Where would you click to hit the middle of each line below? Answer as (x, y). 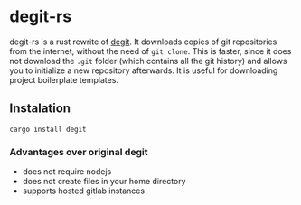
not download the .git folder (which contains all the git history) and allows (148, 61)
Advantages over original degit (79, 152)
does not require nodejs (67, 172)
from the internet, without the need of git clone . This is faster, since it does (150, 51)
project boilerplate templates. (64, 79)
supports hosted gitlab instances (84, 191)
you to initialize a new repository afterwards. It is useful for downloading (144, 70)
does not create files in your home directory (104, 182)
